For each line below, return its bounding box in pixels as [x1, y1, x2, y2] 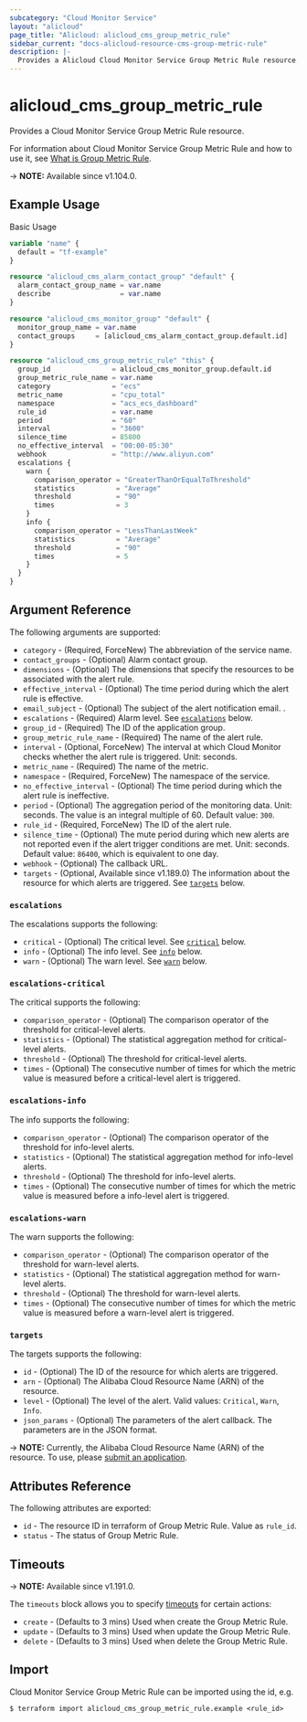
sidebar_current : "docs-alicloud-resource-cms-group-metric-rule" [9, 38, 268, 48]
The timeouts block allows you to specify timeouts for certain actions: [9, 1598, 272, 1609]
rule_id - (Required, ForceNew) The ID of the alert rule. [22, 819, 232, 829]
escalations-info [9, 1095, 87, 1106]
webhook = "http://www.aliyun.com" [17, 449, 215, 459]
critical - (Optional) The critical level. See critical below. [22, 936, 247, 947]
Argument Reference [9, 602, 132, 618]
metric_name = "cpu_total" [17, 390, 166, 399]
